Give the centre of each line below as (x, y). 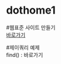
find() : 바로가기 (25, 55)
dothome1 (31, 10)
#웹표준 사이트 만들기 (31, 27)
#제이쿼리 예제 (23, 47)
